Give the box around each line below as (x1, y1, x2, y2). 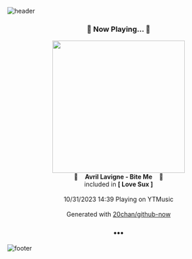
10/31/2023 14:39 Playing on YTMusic (63, 195, 174, 204)
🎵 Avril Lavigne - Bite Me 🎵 (73, 173, 164, 181)
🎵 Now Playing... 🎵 (86, 24, 151, 34)
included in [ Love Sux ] (84, 180, 153, 188)
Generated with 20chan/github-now (66, 210, 171, 219)
